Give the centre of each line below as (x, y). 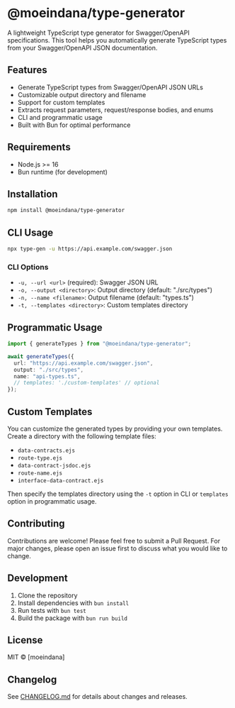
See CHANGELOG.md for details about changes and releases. (97, 697)
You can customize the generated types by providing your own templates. (115, 428)
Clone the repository (47, 595)
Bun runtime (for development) (63, 172)
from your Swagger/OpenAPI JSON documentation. (82, 48)
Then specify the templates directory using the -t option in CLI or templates (118, 494)
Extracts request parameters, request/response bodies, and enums (115, 110)
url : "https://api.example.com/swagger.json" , (84, 363)
